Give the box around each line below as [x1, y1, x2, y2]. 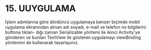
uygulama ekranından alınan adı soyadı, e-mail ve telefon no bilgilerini [5, 24, 147, 30]
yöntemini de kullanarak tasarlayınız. [5, 39, 79, 45]
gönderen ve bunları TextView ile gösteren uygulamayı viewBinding [5, 34, 141, 40]
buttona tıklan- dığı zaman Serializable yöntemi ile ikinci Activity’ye [5, 29, 140, 35]
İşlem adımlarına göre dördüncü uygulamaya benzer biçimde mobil [5, 19, 140, 25]
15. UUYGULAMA [5, 3, 76, 14]
